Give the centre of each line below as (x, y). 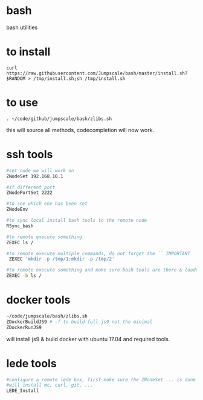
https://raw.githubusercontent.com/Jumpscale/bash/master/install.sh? (97, 73)
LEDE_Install (23, 391)
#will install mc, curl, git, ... (50, 385)
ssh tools (30, 155)
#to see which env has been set (47, 204)
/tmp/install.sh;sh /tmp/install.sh (79, 78)
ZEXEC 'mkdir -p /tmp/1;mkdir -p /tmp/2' (62, 259)
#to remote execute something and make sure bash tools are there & (94, 270)
